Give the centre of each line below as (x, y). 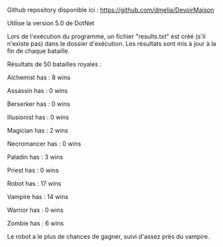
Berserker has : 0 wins (39, 104)
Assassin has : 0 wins (38, 91)
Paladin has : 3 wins (35, 157)
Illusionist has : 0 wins (38, 117)
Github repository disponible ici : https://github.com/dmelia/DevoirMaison (110, 10)
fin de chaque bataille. (38, 51)
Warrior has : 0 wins (35, 210)
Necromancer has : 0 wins (44, 144)
